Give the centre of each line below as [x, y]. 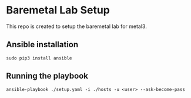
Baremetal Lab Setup [58, 10]
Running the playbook [47, 76]
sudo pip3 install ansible [39, 58]
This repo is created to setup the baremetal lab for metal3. [76, 26]
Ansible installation [42, 45]
